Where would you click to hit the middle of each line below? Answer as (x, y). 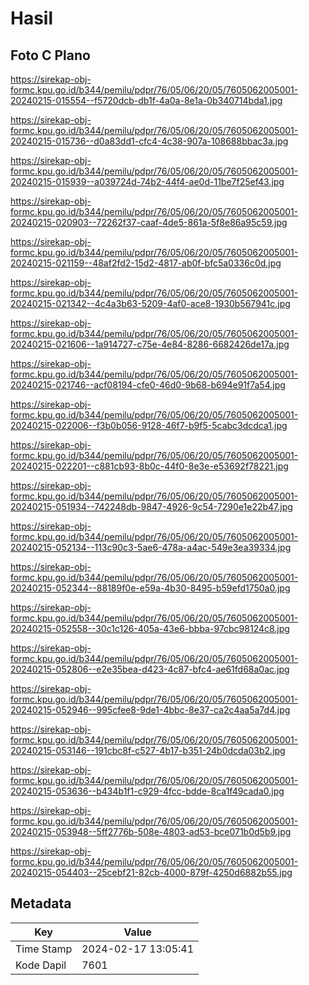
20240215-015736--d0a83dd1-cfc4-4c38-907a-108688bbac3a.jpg (149, 141)
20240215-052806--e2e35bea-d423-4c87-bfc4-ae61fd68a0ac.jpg (150, 669)
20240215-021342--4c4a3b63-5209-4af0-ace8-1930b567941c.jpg (150, 303)
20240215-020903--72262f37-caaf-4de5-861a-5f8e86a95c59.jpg (149, 222)
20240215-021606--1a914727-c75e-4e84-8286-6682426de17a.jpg (150, 344)
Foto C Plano (50, 55)
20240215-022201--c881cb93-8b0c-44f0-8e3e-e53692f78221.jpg (149, 466)
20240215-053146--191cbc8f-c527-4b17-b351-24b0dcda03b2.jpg (148, 750)
